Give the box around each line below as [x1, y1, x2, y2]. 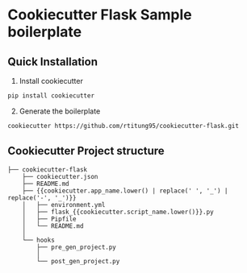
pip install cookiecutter [7, 92, 94, 100]
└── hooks [22, 236, 56, 244]
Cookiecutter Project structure [7, 144, 165, 158]
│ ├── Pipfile [22, 215, 77, 223]
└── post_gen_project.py [36, 257, 120, 265]
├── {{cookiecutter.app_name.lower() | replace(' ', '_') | [22, 187, 228, 195]
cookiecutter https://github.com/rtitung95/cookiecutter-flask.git [7, 122, 240, 130]
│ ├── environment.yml [22, 201, 106, 209]
